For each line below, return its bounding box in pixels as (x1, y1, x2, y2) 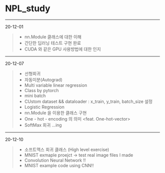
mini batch (24, 93, 46, 99)
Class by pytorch (24, 87, 59, 93)
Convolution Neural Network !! (24, 157, 86, 163)
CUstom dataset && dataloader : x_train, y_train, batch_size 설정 (24, 99, 153, 104)
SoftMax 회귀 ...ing (24, 122, 62, 128)
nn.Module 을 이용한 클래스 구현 (24, 110, 87, 116)
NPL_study (5, 3, 51, 14)
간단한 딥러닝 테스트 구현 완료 (24, 40, 81, 46)
